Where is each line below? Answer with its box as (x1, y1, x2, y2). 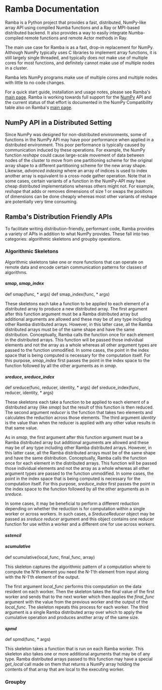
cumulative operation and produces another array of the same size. (5, 615, 139, 621)
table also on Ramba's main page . (5, 104, 73, 110)
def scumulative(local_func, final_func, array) (5, 554, 95, 560)
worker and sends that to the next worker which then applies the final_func (5, 594, 155, 600)
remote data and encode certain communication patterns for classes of (5, 264, 147, 270)
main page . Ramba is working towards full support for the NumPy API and (5, 94, 152, 100)
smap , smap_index (5, 280, 44, 286)
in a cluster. (5, 65, 28, 71)
